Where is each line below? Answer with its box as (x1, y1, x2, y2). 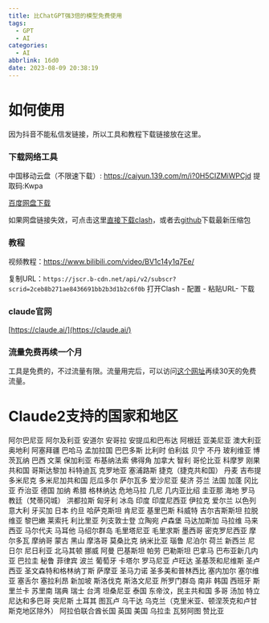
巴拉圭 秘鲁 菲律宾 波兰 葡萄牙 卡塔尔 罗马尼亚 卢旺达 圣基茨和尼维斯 (17, 556, 245, 565)
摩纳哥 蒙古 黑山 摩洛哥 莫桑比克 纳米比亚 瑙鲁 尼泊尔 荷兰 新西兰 (31, 535, 247, 545)
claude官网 (8, 306, 52, 317)
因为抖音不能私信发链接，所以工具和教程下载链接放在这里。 (8, 129, 206, 139)
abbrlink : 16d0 (8, 57, 59, 65)
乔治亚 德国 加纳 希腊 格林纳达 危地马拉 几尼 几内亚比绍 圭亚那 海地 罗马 (17, 485, 255, 495)
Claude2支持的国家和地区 (8, 407, 178, 426)
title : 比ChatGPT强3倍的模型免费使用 (8, 11, 123, 20)
